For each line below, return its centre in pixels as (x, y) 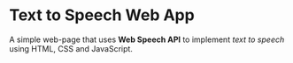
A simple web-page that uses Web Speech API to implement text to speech (147, 39)
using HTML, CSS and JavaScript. (71, 48)
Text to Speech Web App (102, 15)
